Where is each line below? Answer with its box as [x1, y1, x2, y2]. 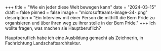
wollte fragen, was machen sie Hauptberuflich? [5, 25, 101, 31]
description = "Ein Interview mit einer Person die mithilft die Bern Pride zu [5, 15, 155, 20]
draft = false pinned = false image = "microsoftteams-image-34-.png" [5, 9, 148, 15]
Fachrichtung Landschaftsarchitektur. [5, 40, 81, 46]
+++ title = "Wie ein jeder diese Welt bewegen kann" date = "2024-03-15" [5, 4, 157, 10]
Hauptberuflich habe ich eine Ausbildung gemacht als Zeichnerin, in [5, 35, 143, 41]
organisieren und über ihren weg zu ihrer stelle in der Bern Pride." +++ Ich [5, 20, 156, 26]
